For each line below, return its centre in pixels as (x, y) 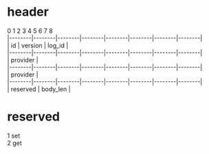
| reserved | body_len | (39, 89)
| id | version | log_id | (38, 45)
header (28, 12)
